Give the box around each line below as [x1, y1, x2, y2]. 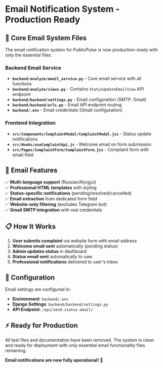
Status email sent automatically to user [12, 254, 93, 260]
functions [12, 81, 32, 87]
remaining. [5, 347, 27, 353]
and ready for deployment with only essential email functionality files [5, 342, 145, 348]
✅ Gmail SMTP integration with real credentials [5, 207, 102, 213]
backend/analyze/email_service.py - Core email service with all [12, 76, 142, 82]
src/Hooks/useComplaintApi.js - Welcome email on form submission [12, 141, 152, 147]
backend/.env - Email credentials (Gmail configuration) [12, 107, 122, 113]
